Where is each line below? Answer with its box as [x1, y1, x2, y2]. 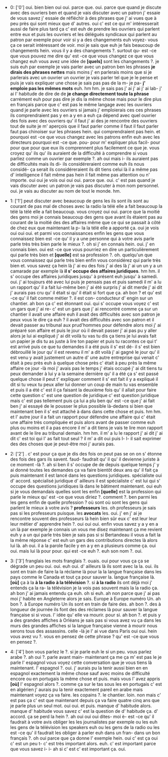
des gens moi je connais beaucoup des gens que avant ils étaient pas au [10, 214, 162, 220]
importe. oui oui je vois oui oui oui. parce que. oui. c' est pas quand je [10, 177, 156, 183]
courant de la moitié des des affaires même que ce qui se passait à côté [10, 220, 161, 225]
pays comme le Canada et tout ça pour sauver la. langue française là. [10, 574, 156, 580]
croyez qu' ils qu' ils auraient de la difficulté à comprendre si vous [10, 150, 148, 156]
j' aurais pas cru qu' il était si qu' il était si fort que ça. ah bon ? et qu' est [10, 290, 162, 295]
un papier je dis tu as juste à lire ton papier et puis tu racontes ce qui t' [10, 338, 158, 344]
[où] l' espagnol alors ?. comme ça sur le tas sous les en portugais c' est [10, 681, 162, 687]
